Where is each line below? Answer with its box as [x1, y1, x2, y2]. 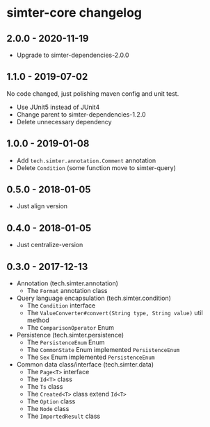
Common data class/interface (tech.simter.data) [16, 360, 154, 369]
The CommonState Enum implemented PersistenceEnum [26, 346, 180, 354]
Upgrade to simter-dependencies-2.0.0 [16, 51, 129, 59]
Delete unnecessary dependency [16, 117, 112, 126]
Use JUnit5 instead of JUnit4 [16, 103, 100, 111]
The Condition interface [26, 301, 96, 310]
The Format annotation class [26, 287, 108, 295]
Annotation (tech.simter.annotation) [16, 279, 119, 287]
